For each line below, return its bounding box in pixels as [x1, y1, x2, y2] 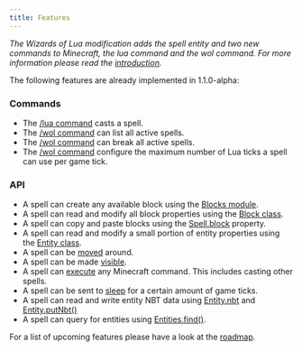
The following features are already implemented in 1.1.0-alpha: [9, 74, 240, 86]
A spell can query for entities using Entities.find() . [22, 314, 206, 325]
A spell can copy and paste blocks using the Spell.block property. [22, 218, 267, 229]
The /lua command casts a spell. [22, 117, 144, 128]
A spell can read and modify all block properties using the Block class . [22, 208, 284, 219]
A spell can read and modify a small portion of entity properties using [22, 227, 280, 239]
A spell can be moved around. [22, 247, 134, 258]
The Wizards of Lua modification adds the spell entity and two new [9, 38, 260, 49]
